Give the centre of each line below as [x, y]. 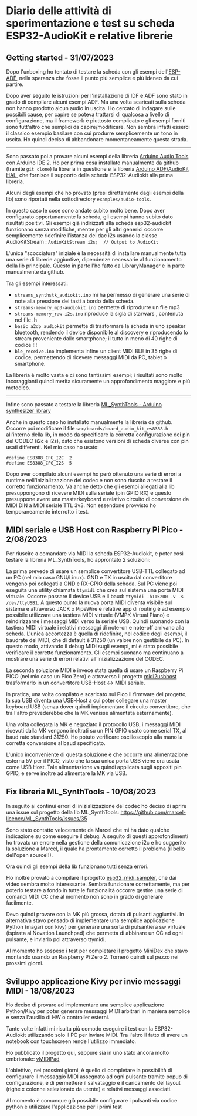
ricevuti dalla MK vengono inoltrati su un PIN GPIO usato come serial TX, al [96, 730]
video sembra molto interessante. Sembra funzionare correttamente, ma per [98, 884]
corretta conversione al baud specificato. [56, 743]
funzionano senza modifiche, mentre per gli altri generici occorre [85, 229]
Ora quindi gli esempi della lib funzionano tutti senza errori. [77, 866]
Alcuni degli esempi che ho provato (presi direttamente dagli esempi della [95, 193]
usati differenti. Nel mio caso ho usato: [53, 447]
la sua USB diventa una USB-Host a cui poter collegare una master [86, 700]
